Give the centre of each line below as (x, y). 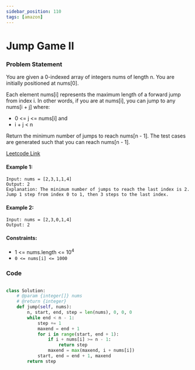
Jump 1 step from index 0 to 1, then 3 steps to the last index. (87, 195)
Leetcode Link (23, 153)
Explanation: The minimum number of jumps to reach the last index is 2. (98, 190)
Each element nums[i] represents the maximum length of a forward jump (94, 94)
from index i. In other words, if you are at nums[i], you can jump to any (91, 101)
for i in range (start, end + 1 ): (78, 334)
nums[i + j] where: (28, 107)
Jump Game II (40, 46)
